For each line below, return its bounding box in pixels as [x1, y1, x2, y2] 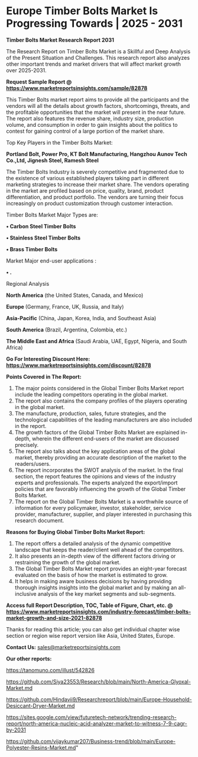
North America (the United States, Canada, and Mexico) [6, 292, 144, 299]
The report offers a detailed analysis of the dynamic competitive [14, 539, 171, 547]
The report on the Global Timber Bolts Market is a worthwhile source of [14, 498, 189, 505]
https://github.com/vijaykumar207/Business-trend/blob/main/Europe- [6, 737, 176, 745]
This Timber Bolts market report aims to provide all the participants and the [6, 96, 189, 103]
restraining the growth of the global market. [14, 558, 121, 566]
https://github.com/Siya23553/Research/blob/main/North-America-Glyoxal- [6, 678, 191, 685]
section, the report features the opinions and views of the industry [14, 472, 176, 480]
